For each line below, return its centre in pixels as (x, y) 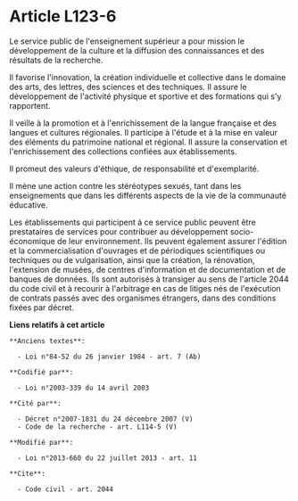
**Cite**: (28, 473)
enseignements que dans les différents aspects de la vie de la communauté (148, 195)
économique (32, 241)
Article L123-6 (63, 16)
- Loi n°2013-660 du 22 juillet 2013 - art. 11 (108, 458)
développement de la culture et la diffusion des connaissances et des (137, 50)
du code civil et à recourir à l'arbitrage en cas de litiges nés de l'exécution (145, 288)
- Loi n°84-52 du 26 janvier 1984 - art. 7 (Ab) (109, 357)
